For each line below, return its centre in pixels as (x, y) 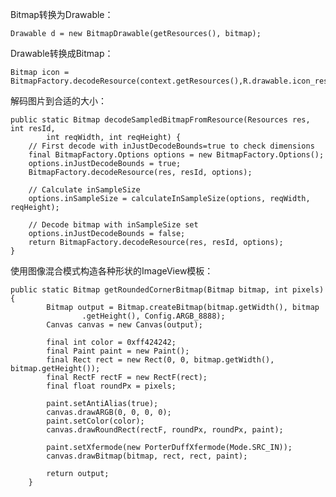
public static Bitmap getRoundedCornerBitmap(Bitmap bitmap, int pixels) (167, 290)
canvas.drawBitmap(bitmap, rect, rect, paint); (147, 456)
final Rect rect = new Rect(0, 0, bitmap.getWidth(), (160, 360)
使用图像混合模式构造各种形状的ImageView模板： (112, 271)
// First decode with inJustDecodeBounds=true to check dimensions (171, 146)
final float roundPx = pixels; (111, 386)
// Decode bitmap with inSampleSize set (113, 225)
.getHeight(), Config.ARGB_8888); (153, 316)
